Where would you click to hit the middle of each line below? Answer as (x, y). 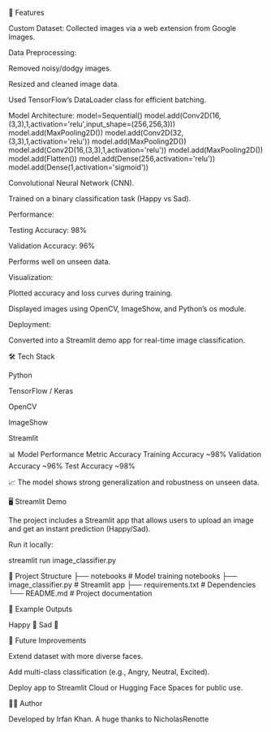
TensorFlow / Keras (41, 391)
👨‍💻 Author (26, 703)
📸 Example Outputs (41, 609)
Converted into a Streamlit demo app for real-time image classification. (127, 340)
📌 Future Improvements (47, 640)
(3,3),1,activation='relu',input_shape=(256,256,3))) (92, 124)
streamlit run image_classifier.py (62, 560)
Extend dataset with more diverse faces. (76, 656)
